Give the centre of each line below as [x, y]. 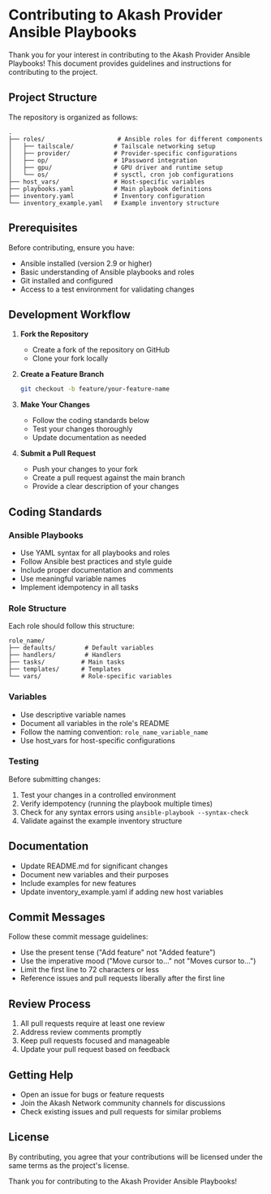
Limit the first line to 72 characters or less [90, 970]
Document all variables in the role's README [95, 723]
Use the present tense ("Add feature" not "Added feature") [118, 953]
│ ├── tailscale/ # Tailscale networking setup [112, 146]
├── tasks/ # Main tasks [67, 662]
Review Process [49, 1004]
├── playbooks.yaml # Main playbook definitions [110, 188]
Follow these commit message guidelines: [78, 937]
